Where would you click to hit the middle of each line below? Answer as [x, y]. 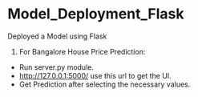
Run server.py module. [56, 67]
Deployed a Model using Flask [57, 36]
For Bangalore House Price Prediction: [82, 51]
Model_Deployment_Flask [96, 14]
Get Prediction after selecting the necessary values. [105, 84]
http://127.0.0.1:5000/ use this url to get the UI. [95, 75]
